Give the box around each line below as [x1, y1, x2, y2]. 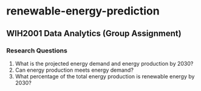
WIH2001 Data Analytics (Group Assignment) [6, 28, 182, 39]
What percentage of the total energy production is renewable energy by [15, 72, 195, 80]
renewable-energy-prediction [6, 4, 160, 18]
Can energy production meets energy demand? [15, 66, 134, 74]
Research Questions [6, 46, 68, 55]
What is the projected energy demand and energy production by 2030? [15, 60, 194, 67]
